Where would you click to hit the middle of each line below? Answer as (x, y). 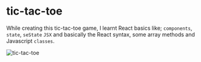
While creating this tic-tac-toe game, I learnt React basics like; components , (99, 28)
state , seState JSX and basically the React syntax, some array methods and (101, 34)
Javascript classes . (30, 41)
